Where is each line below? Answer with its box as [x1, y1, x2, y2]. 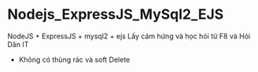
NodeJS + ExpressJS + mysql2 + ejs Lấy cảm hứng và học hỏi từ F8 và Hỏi [7, 31, 251, 41]
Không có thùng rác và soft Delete [18, 55, 131, 64]
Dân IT [7, 39, 29, 49]
